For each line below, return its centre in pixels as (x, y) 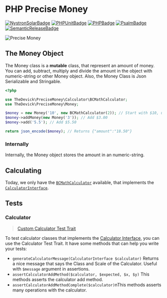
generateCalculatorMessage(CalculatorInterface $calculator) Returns (85, 258)
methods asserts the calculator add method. (58, 279)
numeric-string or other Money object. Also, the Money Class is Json (76, 76)
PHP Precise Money (47, 9)
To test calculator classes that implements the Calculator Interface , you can (83, 238)
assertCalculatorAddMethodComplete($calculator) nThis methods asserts (87, 285)
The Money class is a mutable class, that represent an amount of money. (80, 65)
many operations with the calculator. (49, 290)
